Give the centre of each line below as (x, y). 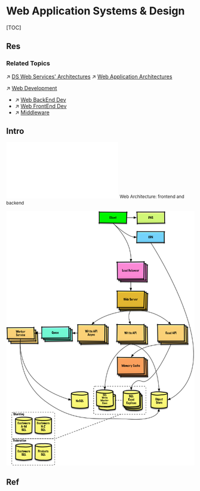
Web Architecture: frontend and (152, 197)
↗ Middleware (32, 112)
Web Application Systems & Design (96, 11)
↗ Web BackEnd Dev (41, 99)
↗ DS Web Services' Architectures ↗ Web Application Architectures (89, 77)
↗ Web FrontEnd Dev (41, 106)
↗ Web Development (32, 88)
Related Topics (28, 63)
